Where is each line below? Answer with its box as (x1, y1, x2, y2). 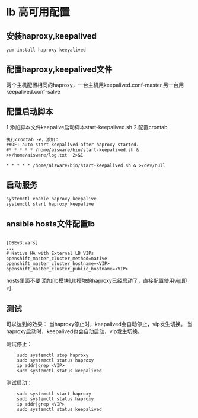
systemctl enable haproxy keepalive (6, 196, 97, 202)
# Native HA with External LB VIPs (6, 250, 94, 257)
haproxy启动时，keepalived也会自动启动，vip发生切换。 (6, 328, 143, 335)
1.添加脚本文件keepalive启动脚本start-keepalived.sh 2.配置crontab (6, 123, 168, 130)
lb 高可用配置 (6, 5, 70, 19)
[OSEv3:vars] (6, 240, 39, 246)
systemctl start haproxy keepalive (6, 201, 94, 208)
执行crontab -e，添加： (6, 136, 59, 142)
